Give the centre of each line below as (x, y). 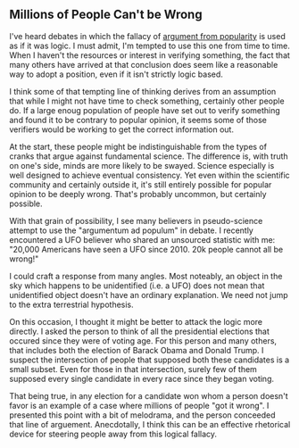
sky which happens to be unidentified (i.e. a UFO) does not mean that (137, 286)
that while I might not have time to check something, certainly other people (147, 101)
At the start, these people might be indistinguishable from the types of (138, 146)
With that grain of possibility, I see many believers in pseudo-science (136, 220)
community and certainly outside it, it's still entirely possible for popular (141, 184)
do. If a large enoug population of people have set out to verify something (145, 110)
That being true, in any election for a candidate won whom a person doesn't (149, 395)
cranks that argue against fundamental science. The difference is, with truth (149, 156)
